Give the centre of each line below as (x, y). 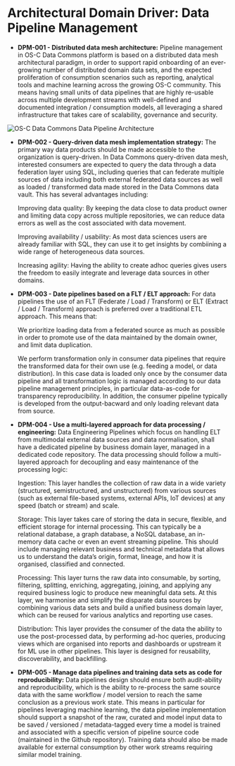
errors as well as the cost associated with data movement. (102, 222)
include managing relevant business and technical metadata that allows (121, 549)
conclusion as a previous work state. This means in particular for (111, 702)
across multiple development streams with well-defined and (104, 99)
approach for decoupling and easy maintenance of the (120, 462)
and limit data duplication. (55, 345)
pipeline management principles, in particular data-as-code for (109, 388)
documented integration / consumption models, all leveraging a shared (120, 107)
